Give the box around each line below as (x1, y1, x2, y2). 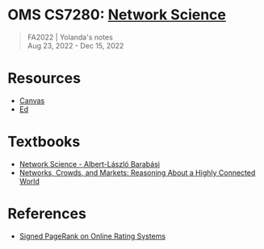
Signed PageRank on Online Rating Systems (19, 231, 166, 241)
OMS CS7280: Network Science (7, 6, 227, 24)
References (7, 205, 86, 222)
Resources (7, 69, 82, 88)
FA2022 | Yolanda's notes (27, 32, 114, 42)
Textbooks (7, 133, 81, 151)
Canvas (19, 95, 45, 106)
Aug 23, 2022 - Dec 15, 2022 (27, 40, 124, 50)
